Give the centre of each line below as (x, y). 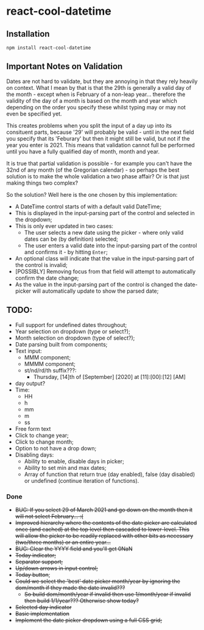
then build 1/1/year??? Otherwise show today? (81, 601)
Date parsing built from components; (61, 344)
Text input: (29, 351)
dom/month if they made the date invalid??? (70, 587)
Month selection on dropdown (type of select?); (75, 338)
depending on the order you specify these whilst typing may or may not (96, 107)
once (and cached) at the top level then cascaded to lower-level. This (102, 529)
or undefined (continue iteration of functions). (82, 480)
